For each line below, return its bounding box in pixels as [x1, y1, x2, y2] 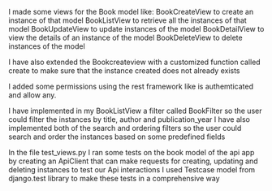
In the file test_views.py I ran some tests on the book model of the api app [8, 148, 255, 157]
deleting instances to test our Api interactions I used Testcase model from [8, 165, 256, 174]
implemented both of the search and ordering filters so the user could [8, 124, 242, 132]
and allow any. [8, 90, 57, 100]
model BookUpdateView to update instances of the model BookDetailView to [8, 24, 265, 33]
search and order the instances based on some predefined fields [8, 132, 226, 141]
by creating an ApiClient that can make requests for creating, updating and [8, 156, 258, 166]
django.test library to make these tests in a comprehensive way [8, 174, 221, 183]
